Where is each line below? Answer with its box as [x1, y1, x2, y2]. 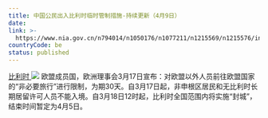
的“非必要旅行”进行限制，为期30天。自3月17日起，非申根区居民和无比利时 [8, 81, 251, 91]
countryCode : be [8, 41, 62, 49]
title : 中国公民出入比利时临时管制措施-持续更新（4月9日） [8, 11, 181, 20]
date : [8, 19, 26, 27]
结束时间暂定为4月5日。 [8, 101, 88, 111]
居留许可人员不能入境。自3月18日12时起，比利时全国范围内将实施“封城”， [14, 92, 257, 100]
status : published [8, 49, 69, 57]
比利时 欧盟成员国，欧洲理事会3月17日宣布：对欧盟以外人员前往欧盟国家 [8, 72, 255, 81]
